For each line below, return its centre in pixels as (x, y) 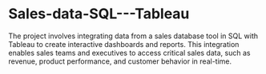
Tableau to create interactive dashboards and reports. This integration (124, 44)
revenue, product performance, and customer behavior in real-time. (120, 61)
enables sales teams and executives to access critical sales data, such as (129, 53)
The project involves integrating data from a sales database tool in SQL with (133, 36)
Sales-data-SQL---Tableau (99, 14)
